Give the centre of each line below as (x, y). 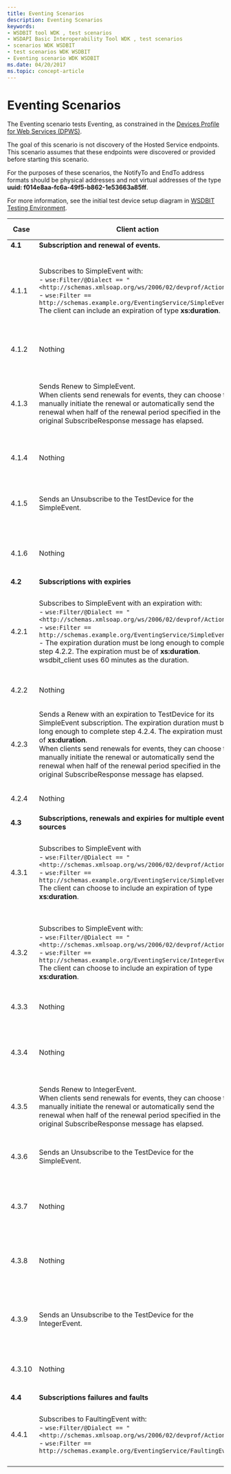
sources (53, 827)
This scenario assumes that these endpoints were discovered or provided (111, 152)
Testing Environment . (37, 208)
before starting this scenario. (48, 160)
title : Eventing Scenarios (46, 13)
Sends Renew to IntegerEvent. (88, 1090)
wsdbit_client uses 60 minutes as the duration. (114, 660)
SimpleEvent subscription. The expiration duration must (128, 723)
